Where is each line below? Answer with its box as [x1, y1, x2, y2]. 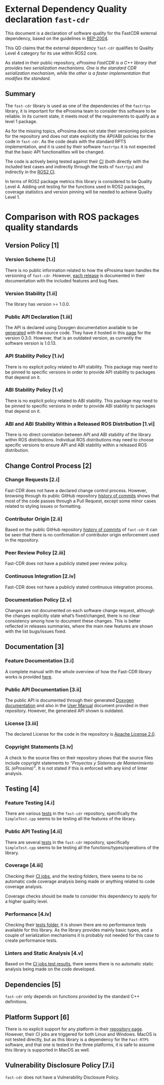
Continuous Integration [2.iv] [5, 573, 76, 580]
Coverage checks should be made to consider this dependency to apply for [5, 893, 158, 899]
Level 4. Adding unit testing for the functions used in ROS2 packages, [5, 184, 146, 189]
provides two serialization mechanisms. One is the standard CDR [5, 65, 137, 71]
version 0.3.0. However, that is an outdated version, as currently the [5, 335, 142, 341]
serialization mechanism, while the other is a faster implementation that [5, 70, 150, 76]
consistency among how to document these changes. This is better [5, 618, 141, 623]
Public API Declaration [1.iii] [5, 313, 72, 320]
